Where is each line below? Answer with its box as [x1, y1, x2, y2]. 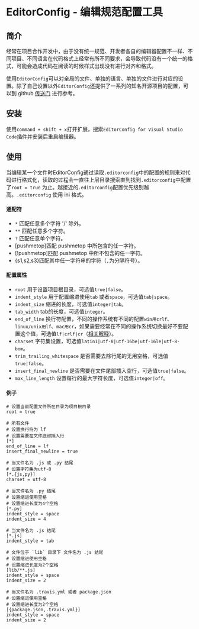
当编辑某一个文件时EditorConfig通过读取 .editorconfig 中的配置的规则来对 [6, 169, 185, 176]
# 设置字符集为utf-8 [6, 466, 52, 472]
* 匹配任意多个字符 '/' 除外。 [14, 220, 85, 227]
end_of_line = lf [6, 443, 49, 450]
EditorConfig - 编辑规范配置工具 [6, 5, 163, 19]
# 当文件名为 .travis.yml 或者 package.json [6, 589, 111, 595]
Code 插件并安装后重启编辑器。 [6, 133, 79, 140]
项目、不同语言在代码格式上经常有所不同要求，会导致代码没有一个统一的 [11, 55, 188, 62]
